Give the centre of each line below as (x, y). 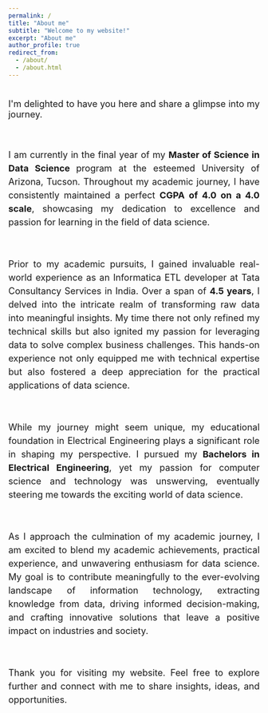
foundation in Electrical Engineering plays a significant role (134, 440)
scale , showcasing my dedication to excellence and (134, 208)
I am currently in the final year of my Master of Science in (134, 154)
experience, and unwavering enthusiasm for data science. (134, 563)
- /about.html (39, 68)
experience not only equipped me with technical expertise (134, 358)
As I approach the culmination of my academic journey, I (134, 536)
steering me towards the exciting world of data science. (126, 494)
